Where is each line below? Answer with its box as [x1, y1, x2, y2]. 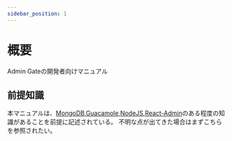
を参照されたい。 [7, 126, 56, 135]
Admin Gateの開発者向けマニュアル [7, 67, 108, 75]
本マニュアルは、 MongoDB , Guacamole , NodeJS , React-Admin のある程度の [7, 109, 219, 117]
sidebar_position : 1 [7, 10, 68, 17]
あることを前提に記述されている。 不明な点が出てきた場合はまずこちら [19, 118, 223, 126]
